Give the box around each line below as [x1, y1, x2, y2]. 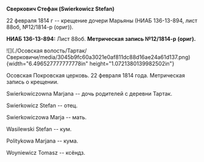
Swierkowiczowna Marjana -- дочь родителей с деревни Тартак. [6, 90, 173, 97]
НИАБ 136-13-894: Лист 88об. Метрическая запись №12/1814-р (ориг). [6, 35, 196, 42]
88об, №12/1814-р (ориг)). [6, 24, 74, 30]
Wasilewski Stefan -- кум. [6, 125, 72, 133]
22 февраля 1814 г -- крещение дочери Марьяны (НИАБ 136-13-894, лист [6, 17, 198, 24]
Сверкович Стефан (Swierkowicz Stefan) [6, 5, 115, 12]
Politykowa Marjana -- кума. [6, 137, 78, 144]
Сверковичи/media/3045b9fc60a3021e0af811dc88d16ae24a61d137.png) [6, 54, 191, 60]
